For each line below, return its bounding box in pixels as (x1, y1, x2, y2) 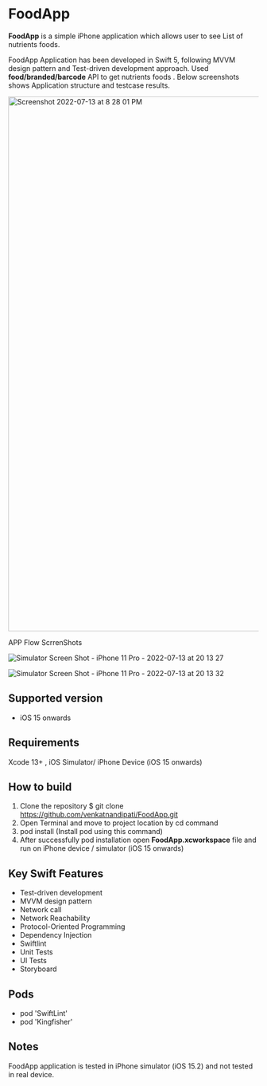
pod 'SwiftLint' (19, 1009, 68, 1017)
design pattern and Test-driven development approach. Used (8, 63, 209, 73)
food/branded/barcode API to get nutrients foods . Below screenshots (8, 72, 240, 81)
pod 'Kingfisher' (19, 1017, 73, 1026)
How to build (8, 780, 72, 793)
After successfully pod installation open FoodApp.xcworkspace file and (19, 835, 257, 845)
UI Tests (19, 956, 48, 966)
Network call (19, 905, 62, 915)
